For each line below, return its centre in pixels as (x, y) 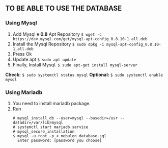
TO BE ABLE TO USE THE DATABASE (64, 8)
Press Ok (22, 54)
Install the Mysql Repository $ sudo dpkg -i (58, 44)
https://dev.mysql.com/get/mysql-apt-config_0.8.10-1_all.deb (80, 39)
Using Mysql (21, 23)
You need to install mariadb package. (51, 103)
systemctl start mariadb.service (53, 127)
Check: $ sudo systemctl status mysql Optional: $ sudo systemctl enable (84, 75)
